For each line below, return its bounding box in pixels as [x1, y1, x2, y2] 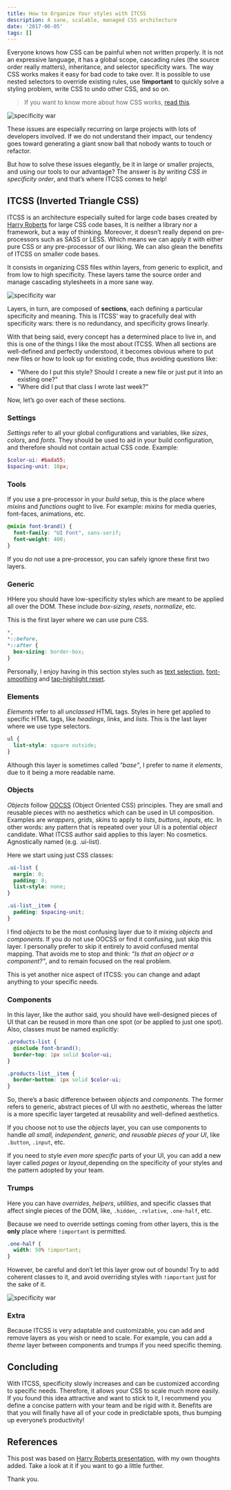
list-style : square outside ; [13, 742, 97, 749]
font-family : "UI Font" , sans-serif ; [13, 530, 122, 536]
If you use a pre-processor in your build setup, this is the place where [7, 495, 205, 503]
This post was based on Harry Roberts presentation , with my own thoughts [7, 1454, 221, 1462]
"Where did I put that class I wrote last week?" [17, 383, 149, 391]
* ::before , [7, 636, 39, 643]
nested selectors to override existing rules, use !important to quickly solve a [7, 77, 224, 86]
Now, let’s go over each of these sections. [7, 396, 126, 404]
